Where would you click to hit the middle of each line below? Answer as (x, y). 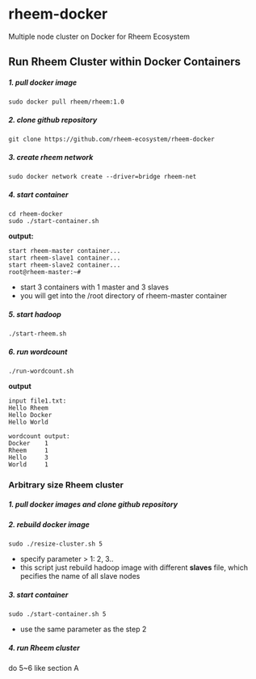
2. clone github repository (53, 120)
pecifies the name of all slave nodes (80, 576)
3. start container (38, 595)
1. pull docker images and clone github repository (93, 504)
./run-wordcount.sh (41, 371)
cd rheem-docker (36, 214)
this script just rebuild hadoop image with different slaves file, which (134, 567)
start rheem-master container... (65, 251)
